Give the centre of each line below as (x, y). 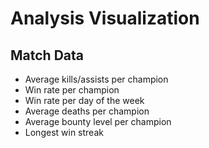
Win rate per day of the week (84, 100)
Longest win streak (64, 132)
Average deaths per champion (87, 111)
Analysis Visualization (105, 18)
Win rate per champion (72, 90)
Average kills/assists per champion (96, 79)
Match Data (47, 55)
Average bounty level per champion (98, 121)
